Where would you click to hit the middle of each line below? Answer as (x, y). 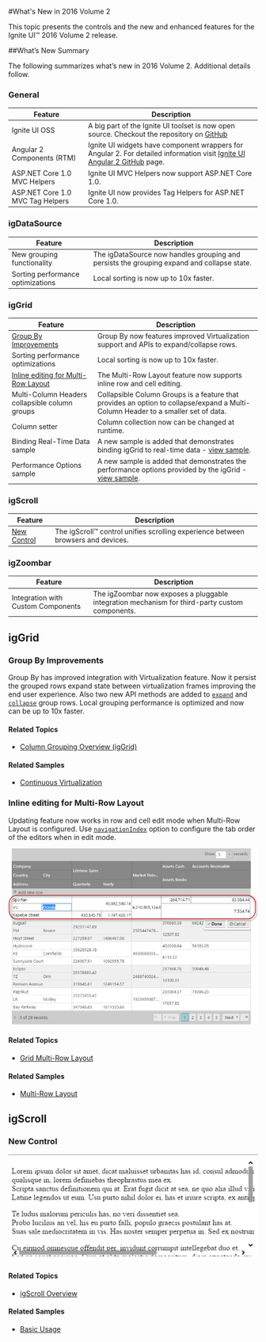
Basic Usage (40, 1329)
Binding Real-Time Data (51, 442)
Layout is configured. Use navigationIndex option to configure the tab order (132, 829)
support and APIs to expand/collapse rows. (167, 344)
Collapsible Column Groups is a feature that (168, 394)
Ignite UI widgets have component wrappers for (166, 145)
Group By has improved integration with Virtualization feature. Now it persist (132, 677)
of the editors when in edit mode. (62, 837)
